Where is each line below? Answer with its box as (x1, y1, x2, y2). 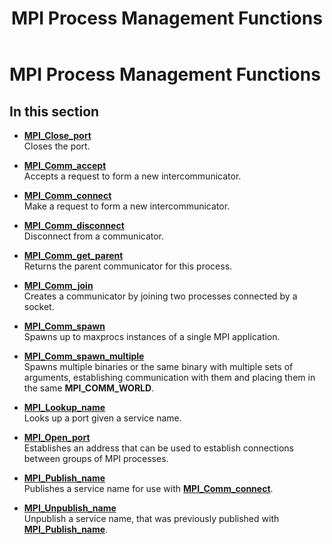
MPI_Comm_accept (23, 160, 107, 171)
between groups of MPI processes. (23, 453, 169, 464)
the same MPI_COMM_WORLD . (23, 382, 155, 394)
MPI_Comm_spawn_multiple (23, 350, 145, 362)
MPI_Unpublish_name (23, 502, 117, 514)
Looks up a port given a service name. (23, 412, 182, 424)
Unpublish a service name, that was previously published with (23, 513, 280, 524)
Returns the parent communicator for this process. (23, 260, 233, 272)
